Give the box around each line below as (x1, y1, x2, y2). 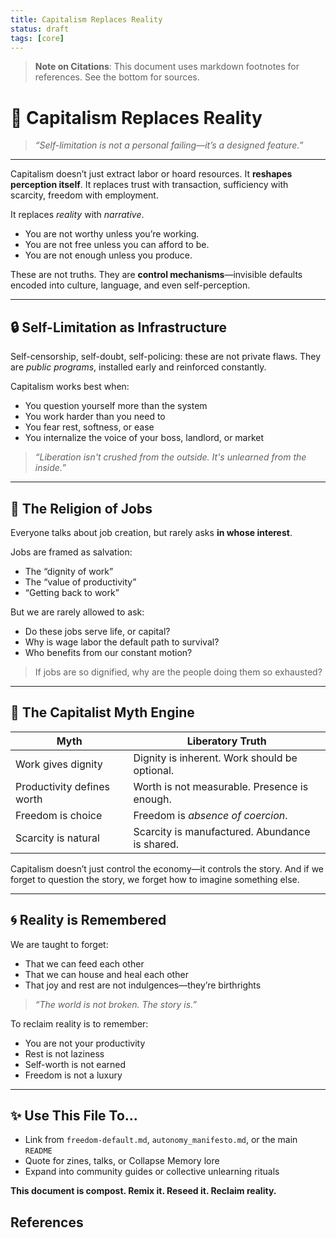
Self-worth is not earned (24, 1058, 126, 1070)
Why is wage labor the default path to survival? (24, 636, 220, 648)
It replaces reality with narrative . (10, 209, 145, 221)
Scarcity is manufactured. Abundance (133, 824, 311, 838)
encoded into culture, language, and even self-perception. (10, 279, 251, 291)
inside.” (34, 462, 67, 474)
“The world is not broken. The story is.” (34, 998, 198, 1010)
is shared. (133, 837, 180, 851)
